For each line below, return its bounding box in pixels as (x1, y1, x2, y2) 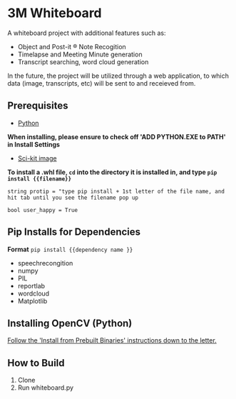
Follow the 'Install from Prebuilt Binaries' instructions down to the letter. (7, 336, 217, 345)
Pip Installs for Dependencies (7, 226, 141, 238)
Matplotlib (17, 296, 48, 305)
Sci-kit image (17, 153, 57, 162)
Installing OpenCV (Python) (7, 317, 133, 329)
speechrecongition (17, 258, 73, 267)
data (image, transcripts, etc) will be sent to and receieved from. (7, 79, 196, 87)
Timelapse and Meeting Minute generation (17, 50, 143, 59)
